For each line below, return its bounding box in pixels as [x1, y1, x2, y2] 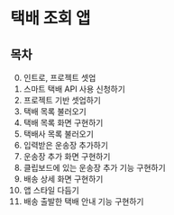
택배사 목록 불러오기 [23, 129, 94, 139]
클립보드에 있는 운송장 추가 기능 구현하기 [23, 163, 166, 173]
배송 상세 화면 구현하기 [23, 174, 104, 184]
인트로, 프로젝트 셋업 [23, 73, 96, 83]
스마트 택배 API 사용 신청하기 [23, 84, 125, 94]
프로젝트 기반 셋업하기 [23, 95, 102, 105]
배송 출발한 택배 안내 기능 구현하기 [23, 196, 144, 207]
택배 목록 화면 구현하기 [23, 118, 104, 128]
